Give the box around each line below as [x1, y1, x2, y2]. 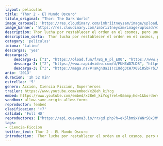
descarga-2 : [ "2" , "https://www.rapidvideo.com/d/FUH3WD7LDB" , [14, 61, 145, 66]
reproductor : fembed [5, 102, 47, 107]
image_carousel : [5, 20, 38, 26]
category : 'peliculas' [5, 39, 51, 44]
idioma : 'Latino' [5, 43, 40, 48]
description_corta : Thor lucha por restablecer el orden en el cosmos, [5, 35, 155, 39]
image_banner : [5, 25, 34, 30]
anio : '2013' [5, 71, 32, 75]
